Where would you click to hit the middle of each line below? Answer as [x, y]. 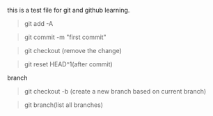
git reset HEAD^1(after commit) [68, 64]
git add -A [39, 23]
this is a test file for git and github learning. [69, 10]
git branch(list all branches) [63, 105]
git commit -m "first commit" [65, 37]
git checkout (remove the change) [73, 51]
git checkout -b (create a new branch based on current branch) [115, 91]
